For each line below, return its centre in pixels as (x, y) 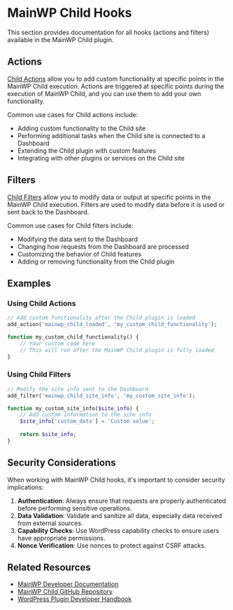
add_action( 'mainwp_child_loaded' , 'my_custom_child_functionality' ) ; (112, 325)
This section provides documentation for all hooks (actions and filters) (108, 32)
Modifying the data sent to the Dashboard (78, 239)
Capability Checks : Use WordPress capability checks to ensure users (118, 530)
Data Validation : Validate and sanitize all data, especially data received (120, 515)
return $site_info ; (48, 435)
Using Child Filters (39, 374)
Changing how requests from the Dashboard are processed (103, 246)
